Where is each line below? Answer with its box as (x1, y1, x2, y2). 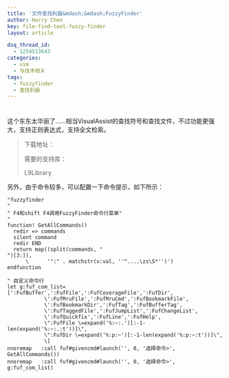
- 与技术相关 (13, 67, 46, 74)
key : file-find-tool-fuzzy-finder (7, 23, 107, 30)
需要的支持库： (23, 155, 67, 163)
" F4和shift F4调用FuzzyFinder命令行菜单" (7, 210, 122, 217)
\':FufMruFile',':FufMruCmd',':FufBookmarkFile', (43, 295, 189, 303)
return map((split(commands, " (13, 246, 103, 253)
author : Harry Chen (7, 17, 63, 23)
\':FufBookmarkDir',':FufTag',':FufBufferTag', (43, 302, 184, 308)
